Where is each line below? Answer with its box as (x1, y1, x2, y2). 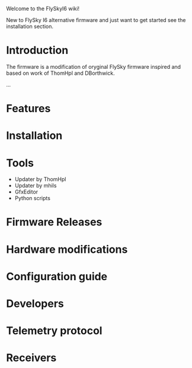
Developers (6, 297, 64, 310)
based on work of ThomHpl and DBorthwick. (6, 69, 115, 77)
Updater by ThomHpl (14, 176, 66, 183)
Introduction (6, 44, 69, 57)
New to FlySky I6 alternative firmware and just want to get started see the (6, 17, 186, 23)
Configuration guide (6, 269, 108, 283)
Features (6, 102, 51, 115)
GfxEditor (14, 188, 39, 195)
